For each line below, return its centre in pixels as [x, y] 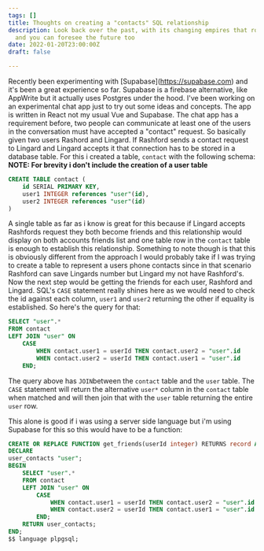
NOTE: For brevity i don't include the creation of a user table [108, 165]
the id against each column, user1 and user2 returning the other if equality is [132, 299]
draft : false [29, 52]
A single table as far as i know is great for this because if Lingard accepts [127, 224]
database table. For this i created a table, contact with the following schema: [132, 157]
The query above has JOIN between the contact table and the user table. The [132, 381]
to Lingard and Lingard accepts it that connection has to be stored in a [122, 148]
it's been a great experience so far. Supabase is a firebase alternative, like [128, 90]
